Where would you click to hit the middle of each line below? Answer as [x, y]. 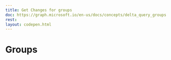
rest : [11, 19]
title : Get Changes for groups [39, 10]
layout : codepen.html [28, 24]
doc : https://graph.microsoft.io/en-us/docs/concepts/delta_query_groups [86, 15]
